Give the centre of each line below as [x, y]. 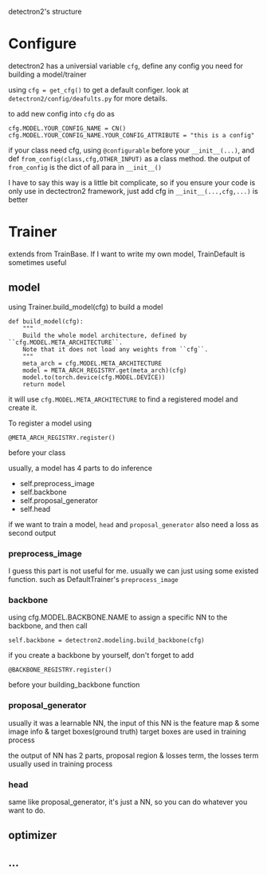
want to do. [27, 810]
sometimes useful [37, 262]
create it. [23, 407]
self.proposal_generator [59, 500]
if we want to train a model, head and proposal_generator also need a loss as [133, 524]
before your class [37, 452]
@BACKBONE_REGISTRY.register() [60, 670]
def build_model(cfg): [46, 321]
